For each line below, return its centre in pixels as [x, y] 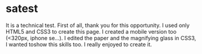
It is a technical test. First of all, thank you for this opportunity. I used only [98, 25]
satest [22, 9]
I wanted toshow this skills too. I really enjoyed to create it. [79, 44]
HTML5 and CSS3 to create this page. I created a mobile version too [91, 31]
